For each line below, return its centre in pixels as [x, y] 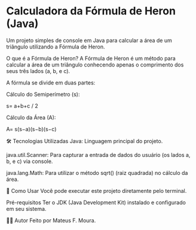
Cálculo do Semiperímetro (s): [43, 94]
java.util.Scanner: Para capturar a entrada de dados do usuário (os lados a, [98, 155]
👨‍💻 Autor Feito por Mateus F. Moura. [51, 220]
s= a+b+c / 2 [22, 105]
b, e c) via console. [30, 161]
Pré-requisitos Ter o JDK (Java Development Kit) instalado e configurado [96, 202]
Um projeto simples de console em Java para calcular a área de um [89, 40]
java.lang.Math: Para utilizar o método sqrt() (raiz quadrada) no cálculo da [97, 172]
